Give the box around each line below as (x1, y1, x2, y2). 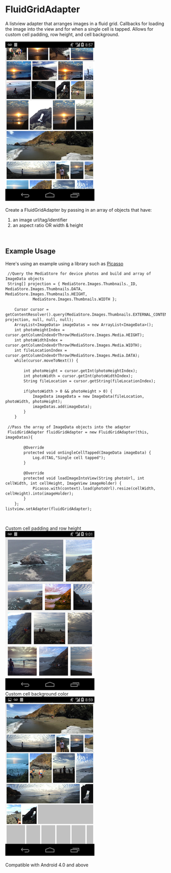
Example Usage (5, 247, 56, 256)
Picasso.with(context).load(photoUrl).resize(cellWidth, (32, 486, 156, 491)
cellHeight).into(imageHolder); (5, 491, 74, 496)
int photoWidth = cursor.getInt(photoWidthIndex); (23, 373, 133, 378)
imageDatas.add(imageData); (32, 404, 93, 409)
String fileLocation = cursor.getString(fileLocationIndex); (23, 378, 156, 384)
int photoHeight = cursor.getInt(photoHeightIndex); (23, 368, 138, 373)
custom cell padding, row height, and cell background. (5, 31, 120, 37)
